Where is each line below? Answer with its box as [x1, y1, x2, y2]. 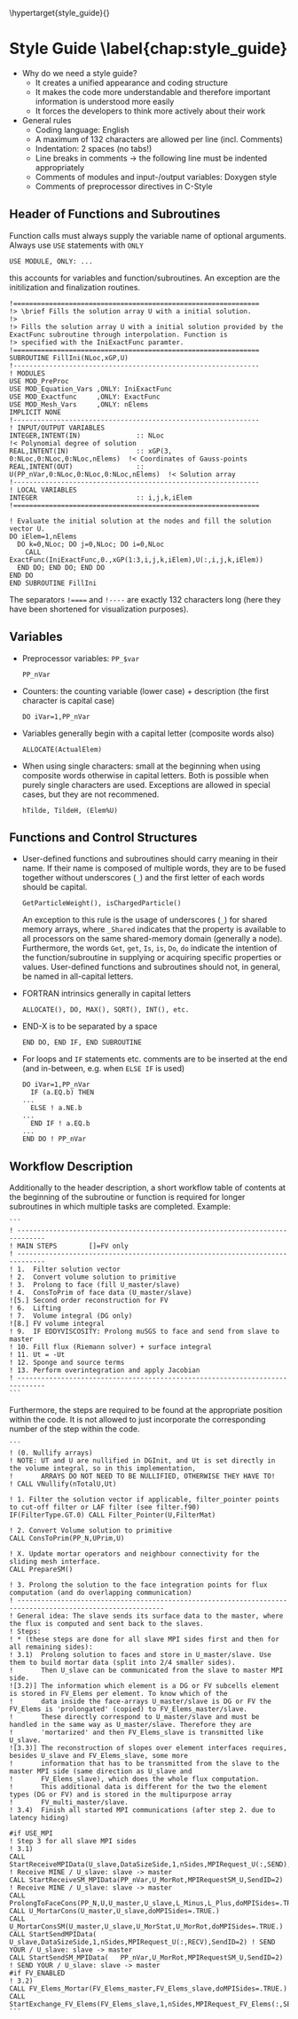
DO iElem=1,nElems [9, 532, 77, 540]
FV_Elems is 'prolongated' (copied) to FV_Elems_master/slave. [9, 1705, 248, 1714]
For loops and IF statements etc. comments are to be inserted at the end [21, 1053, 288, 1064]
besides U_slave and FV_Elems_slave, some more [9, 1752, 189, 1761]
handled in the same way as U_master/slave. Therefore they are [9, 1721, 252, 1730]
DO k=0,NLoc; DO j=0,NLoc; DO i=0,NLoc [17, 540, 165, 548]
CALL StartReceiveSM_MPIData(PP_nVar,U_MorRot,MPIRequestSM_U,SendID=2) [9, 1876, 284, 1885]
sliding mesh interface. [9, 1558, 101, 1566]
